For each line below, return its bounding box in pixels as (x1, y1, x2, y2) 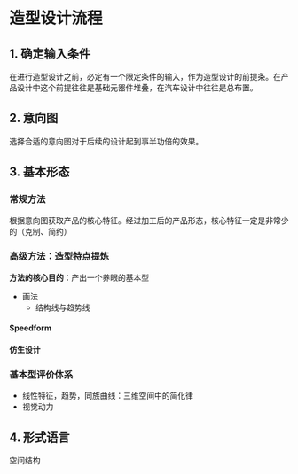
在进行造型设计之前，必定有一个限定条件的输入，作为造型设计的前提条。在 (9, 72, 281, 82)
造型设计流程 (9, 8, 104, 28)
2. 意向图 (9, 111, 59, 126)
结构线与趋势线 (35, 302, 90, 313)
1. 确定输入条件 (9, 46, 91, 61)
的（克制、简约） (9, 226, 72, 237)
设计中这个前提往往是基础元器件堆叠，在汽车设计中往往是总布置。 (16, 82, 258, 93)
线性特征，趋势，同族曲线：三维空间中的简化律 (21, 391, 193, 401)
